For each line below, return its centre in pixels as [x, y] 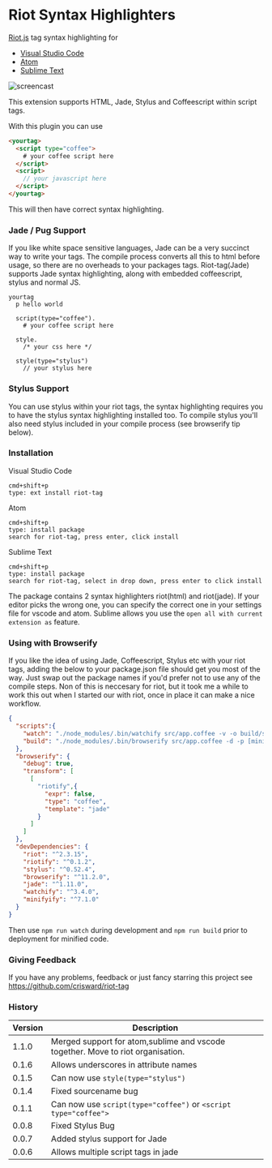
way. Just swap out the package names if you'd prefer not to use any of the [134, 678]
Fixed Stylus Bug [83, 1126]
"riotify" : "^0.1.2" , [59, 861]
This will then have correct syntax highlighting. [86, 209]
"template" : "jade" [77, 809]
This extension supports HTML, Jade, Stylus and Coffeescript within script [133, 101]
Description [155, 1028]
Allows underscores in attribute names [124, 1065]
